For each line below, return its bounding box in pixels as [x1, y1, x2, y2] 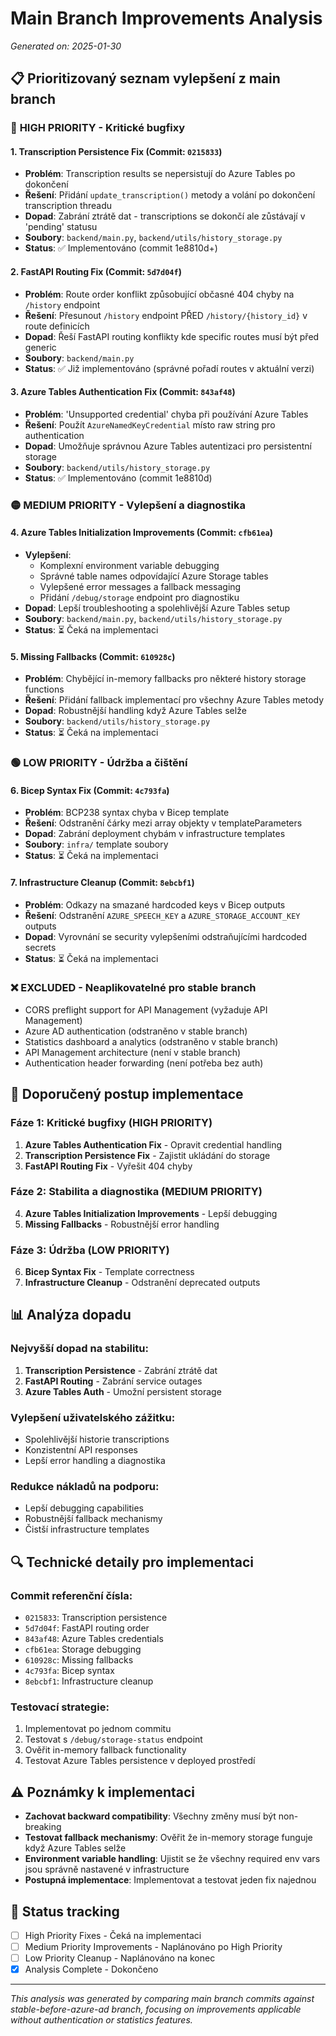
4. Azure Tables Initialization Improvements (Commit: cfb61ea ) [10, 527, 273, 539]
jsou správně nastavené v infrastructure [24, 1863, 190, 1876]
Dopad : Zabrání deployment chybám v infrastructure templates [24, 828, 286, 840]
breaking [24, 1821, 62, 1833]
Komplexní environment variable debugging [39, 559, 220, 571]
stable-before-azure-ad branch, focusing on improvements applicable [10, 2003, 302, 2016]
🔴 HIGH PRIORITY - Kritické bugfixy [10, 121, 186, 135]
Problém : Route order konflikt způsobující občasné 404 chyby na [24, 288, 295, 300]
